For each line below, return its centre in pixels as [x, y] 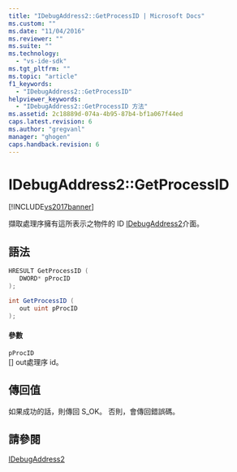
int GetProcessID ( [41, 301]
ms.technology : [34, 54]
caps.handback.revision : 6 [54, 144]
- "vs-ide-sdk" [41, 62]
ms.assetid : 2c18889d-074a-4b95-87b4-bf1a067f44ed [96, 115]
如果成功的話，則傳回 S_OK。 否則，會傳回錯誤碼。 [94, 411]
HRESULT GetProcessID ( [49, 271]
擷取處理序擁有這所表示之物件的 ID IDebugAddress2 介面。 [106, 223]
